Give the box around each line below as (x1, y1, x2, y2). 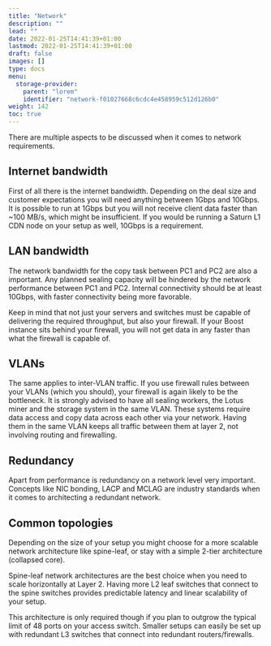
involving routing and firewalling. (8, 430, 118, 440)
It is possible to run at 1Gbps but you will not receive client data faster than (8, 203, 258, 213)
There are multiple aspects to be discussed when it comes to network (8, 132, 242, 142)
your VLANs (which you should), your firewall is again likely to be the (8, 387, 239, 397)
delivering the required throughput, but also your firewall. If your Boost (8, 316, 244, 326)
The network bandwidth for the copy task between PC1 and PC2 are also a (8, 266, 258, 275)
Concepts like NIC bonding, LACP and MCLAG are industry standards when (8, 484, 260, 494)
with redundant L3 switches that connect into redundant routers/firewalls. (8, 630, 255, 639)
